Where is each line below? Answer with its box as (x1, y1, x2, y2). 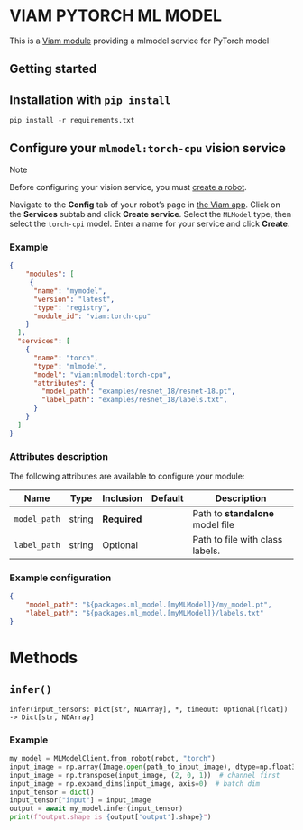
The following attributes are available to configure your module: (9, 470, 245, 481)
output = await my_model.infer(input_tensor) (9, 804, 183, 814)
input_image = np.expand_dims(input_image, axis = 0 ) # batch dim (9, 779, 260, 789)
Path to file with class (192, 533, 283, 545)
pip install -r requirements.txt (9, 116, 135, 125)
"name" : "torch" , (32, 353, 99, 362)
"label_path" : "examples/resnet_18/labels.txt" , (41, 396, 228, 405)
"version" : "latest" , (32, 295, 115, 304)
